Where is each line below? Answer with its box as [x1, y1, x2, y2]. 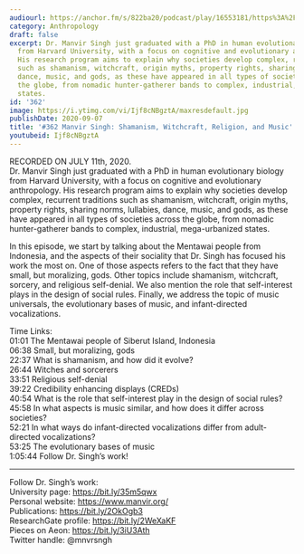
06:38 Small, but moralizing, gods [9, 345, 136, 356]
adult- [244, 422, 268, 433]
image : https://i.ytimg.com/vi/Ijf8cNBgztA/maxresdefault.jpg [9, 106, 249, 115]
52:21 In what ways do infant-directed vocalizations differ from [9, 422, 243, 433]
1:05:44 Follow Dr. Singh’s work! [9, 450, 128, 462]
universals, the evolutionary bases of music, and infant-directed [9, 298, 248, 309]
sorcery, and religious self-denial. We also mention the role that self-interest [9, 279, 293, 290]
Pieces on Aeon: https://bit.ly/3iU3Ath [9, 524, 151, 535]
